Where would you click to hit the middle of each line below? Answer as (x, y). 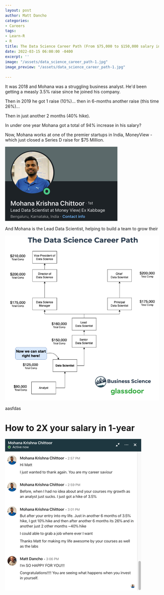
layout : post (18, 10)
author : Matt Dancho (26, 15)
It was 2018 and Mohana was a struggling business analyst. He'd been (76, 87)
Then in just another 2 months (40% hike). (48, 116)
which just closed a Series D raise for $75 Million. (55, 140)
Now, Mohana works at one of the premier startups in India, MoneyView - (79, 135)
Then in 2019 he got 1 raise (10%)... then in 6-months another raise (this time (82, 101)
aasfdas (13, 408)
